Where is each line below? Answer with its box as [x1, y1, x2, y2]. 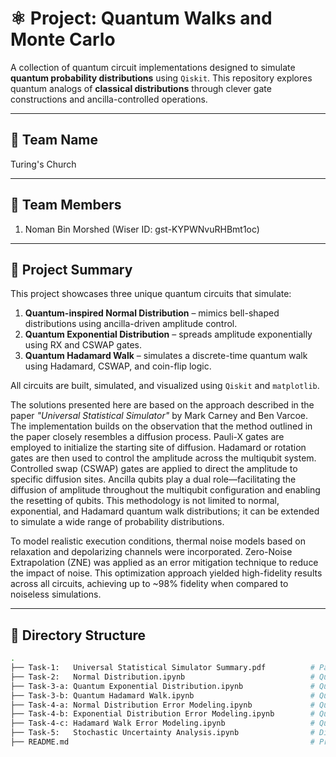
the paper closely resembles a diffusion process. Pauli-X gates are [10, 431, 285, 443]
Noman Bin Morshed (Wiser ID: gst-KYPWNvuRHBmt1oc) [24, 223, 260, 235]
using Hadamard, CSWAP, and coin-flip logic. [24, 360, 212, 372]
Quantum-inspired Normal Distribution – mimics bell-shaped [24, 307, 280, 319]
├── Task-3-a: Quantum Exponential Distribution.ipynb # [10, 681, 315, 691]
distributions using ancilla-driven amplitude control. [24, 318, 238, 330]
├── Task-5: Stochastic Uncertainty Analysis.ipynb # [10, 728, 315, 738]
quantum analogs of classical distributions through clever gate [10, 82, 272, 94]
